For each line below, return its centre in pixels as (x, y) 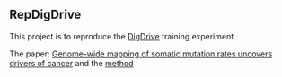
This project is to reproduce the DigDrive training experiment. (123, 36)
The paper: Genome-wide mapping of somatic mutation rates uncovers (141, 54)
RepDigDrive (45, 15)
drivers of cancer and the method (71, 63)
